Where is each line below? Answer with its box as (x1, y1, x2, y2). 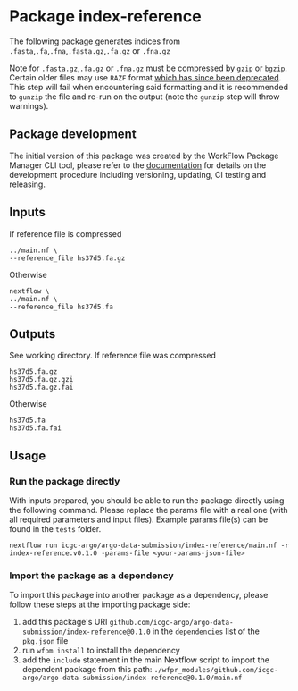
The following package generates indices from (9, 36, 181, 46)
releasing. (9, 179, 46, 190)
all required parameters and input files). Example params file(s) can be (9, 514, 269, 525)
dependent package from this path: (21, 664, 153, 675)
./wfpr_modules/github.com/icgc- (153, 666, 278, 675)
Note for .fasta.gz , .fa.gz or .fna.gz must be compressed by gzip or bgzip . (9, 63, 288, 73)
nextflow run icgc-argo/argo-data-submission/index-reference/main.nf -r (9, 541, 290, 551)
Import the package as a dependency (9, 569, 174, 582)
